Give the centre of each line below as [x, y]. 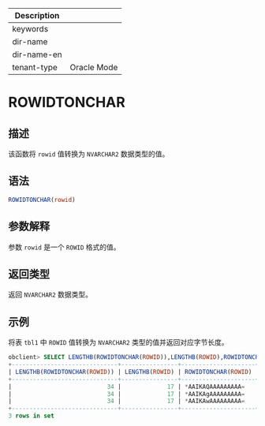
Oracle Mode [94, 67]
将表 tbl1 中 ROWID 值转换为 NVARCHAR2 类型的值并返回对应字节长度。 [118, 342]
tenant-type [35, 67]
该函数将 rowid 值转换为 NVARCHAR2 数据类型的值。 [89, 154]
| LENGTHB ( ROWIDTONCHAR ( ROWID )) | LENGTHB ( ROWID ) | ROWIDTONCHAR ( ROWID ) [130, 372]
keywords [30, 29]
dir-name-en [37, 54]
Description [37, 15]
